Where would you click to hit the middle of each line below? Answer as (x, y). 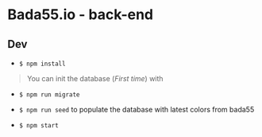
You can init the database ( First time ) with (95, 78)
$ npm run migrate (49, 95)
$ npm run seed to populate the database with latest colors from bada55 (137, 110)
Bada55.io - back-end (81, 15)
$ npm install (42, 64)
